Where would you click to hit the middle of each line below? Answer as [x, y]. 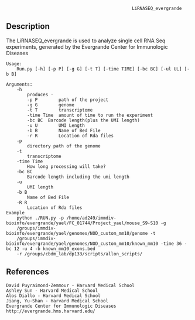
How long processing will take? [67, 166]
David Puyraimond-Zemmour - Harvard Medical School [70, 285]
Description [28, 26]
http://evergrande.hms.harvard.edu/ [51, 311]
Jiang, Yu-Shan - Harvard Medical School [57, 301]
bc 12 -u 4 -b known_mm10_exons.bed [51, 249]
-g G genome [51, 105]
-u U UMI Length [56, 125]
